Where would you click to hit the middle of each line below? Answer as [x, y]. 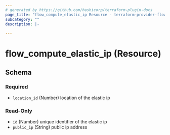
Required [17, 86]
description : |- [22, 24]
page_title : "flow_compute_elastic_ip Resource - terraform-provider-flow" [87, 15]
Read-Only [19, 111]
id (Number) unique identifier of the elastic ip [60, 122]
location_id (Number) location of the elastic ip [61, 98]
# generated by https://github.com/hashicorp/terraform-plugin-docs [79, 10]
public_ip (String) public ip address [50, 127]
